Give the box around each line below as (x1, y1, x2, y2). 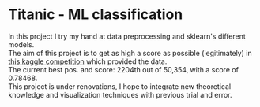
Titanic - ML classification (8, 6, 183, 24)
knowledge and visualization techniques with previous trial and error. (8, 90, 232, 99)
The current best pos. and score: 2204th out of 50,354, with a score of (8, 65, 239, 74)
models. (8, 39, 35, 49)
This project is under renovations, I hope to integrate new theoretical (8, 81, 232, 91)
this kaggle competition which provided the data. (8, 57, 168, 66)
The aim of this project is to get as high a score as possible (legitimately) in (8, 48, 252, 57)
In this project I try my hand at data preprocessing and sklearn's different (8, 31, 247, 41)
